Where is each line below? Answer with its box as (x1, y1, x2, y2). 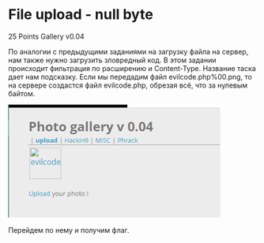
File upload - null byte (8, 6, 154, 24)
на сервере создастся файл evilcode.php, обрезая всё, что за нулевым (8, 80, 248, 90)
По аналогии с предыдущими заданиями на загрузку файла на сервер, (8, 47, 249, 56)
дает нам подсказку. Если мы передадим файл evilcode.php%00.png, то (8, 72, 253, 81)
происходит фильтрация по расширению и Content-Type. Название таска (8, 63, 257, 73)
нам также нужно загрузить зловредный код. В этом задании (8, 55, 217, 65)
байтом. (8, 88, 36, 98)
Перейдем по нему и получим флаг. (8, 225, 130, 234)
